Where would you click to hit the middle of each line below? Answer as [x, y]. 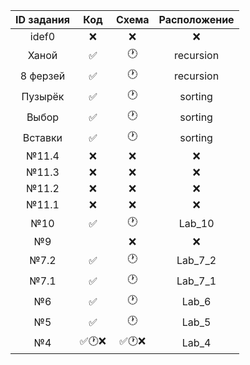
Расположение [196, 19]
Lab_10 [196, 223]
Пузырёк [43, 96]
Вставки [42, 137]
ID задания [42, 19]
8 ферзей [42, 76]
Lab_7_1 [196, 281]
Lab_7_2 [196, 260]
